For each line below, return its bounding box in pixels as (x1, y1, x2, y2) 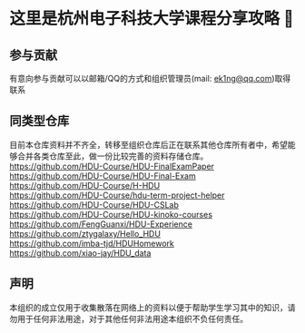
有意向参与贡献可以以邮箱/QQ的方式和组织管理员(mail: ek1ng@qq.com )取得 (9, 73, 291, 83)
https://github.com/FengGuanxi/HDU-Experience (9, 219, 193, 230)
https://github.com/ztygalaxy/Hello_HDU (9, 228, 162, 239)
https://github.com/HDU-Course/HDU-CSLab (9, 199, 179, 210)
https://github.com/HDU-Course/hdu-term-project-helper (9, 190, 225, 201)
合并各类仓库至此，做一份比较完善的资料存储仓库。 (16, 151, 209, 162)
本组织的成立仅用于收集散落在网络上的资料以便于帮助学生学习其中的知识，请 (9, 301, 296, 313)
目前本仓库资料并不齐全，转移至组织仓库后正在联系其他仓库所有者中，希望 (9, 139, 288, 150)
